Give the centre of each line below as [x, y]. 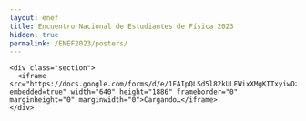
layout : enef [34, 18]
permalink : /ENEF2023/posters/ [69, 43]
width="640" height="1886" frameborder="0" [154, 92]
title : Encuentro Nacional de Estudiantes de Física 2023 [122, 26]
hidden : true [34, 35]
